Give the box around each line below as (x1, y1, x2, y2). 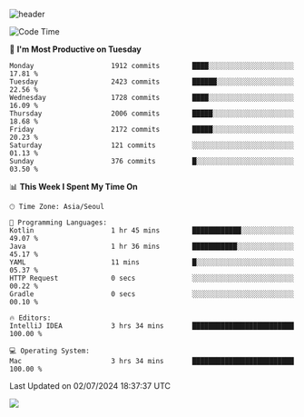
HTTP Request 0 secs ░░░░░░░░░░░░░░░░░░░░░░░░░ (9, 273, 295, 283)
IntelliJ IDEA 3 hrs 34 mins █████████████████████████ (9, 322, 295, 331)
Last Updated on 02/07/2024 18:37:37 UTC (9, 381, 171, 391)
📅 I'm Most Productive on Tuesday (9, 44, 142, 55)
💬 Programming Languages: (9, 218, 107, 227)
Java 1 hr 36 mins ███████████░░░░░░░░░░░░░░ (9, 242, 295, 251)
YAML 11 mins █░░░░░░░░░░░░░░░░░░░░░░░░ (9, 258, 295, 267)
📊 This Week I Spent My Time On (9, 182, 138, 192)
